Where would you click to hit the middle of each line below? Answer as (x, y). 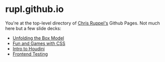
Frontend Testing (30, 54)
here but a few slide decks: (33, 28)
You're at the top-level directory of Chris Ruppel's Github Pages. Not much (82, 23)
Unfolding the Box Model (38, 38)
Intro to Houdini (29, 48)
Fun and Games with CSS (39, 43)
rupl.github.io (34, 9)
